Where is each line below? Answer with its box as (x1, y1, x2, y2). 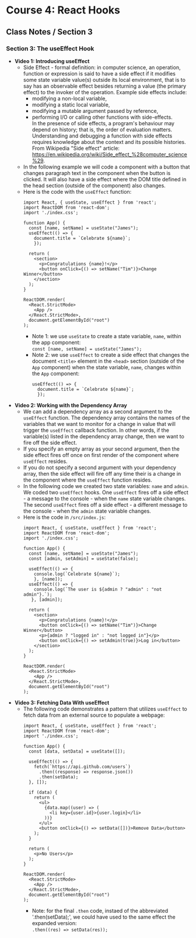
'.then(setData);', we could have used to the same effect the (32, 913, 176, 920)
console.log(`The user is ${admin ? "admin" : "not (34, 586, 162, 592)
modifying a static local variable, (32, 101, 110, 108)
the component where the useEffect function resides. (23, 476, 153, 483)
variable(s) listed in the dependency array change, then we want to (23, 432, 185, 439)
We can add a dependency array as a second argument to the (23, 408, 172, 415)
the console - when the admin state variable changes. (23, 507, 152, 514)
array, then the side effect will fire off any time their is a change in (23, 470, 181, 477)
